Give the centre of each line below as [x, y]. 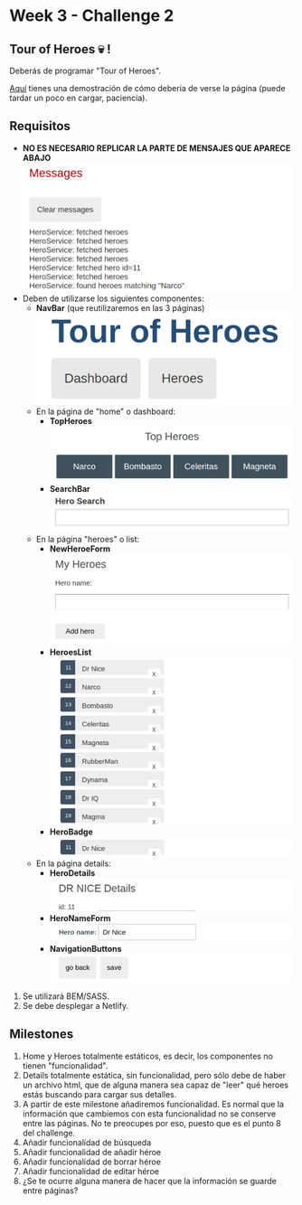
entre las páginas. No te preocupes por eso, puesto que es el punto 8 [152, 1123]
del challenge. [48, 1133]
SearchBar [70, 489]
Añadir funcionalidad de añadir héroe [92, 1152]
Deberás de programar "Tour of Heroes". [85, 71]
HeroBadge [71, 832]
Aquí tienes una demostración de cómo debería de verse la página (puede [148, 88]
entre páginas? [50, 1191]
